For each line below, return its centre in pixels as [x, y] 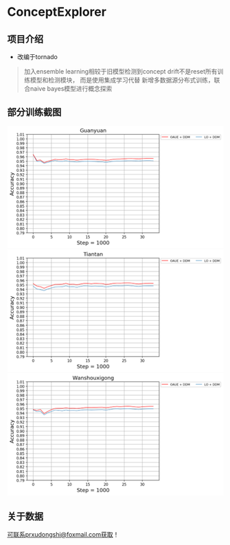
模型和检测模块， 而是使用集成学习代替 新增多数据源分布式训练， [122, 80]
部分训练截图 [34, 112]
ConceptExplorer [57, 12]
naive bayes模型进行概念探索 [71, 89]
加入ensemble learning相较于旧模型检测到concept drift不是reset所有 [120, 71]
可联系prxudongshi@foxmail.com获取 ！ [63, 534]
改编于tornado [37, 57]
